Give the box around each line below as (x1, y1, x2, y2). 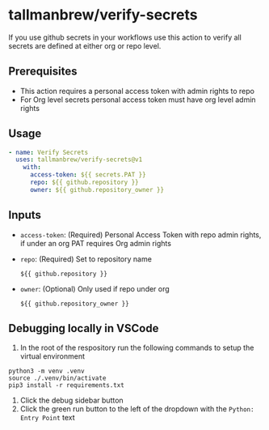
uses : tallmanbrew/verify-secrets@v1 (15, 155, 143, 164)
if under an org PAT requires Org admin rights (19, 238, 172, 248)
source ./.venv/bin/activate (8, 374, 107, 382)
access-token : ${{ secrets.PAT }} (29, 171, 147, 179)
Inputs (8, 208, 42, 222)
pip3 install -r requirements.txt (8, 381, 125, 390)
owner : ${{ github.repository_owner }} (29, 185, 164, 194)
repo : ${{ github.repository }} (29, 178, 139, 187)
